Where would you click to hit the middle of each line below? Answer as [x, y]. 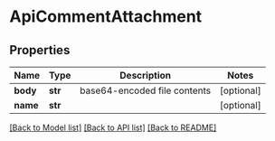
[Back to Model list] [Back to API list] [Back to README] [113, 127]
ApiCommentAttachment [106, 17]
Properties [40, 50]
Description [146, 75]
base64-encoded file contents [145, 90]
